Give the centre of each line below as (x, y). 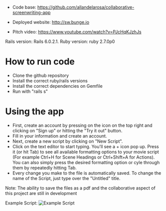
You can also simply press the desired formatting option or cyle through (86, 162)
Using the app (35, 111)
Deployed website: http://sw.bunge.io (51, 22)
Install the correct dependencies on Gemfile (58, 86)
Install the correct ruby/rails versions (50, 81)
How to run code (40, 62)
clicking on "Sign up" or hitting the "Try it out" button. (67, 130)
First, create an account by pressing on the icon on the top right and (82, 125)
